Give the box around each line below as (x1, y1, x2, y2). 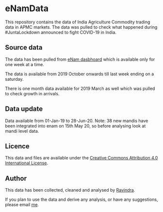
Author (5, 174, 27, 182)
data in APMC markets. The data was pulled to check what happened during (5, 24, 158, 30)
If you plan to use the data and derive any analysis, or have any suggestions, (5, 196, 158, 202)
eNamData (5, 3, 49, 14)
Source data (5, 43, 43, 52)
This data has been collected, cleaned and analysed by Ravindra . (5, 187, 135, 193)
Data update (5, 105, 43, 113)
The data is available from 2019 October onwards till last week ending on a (5, 71, 154, 77)
